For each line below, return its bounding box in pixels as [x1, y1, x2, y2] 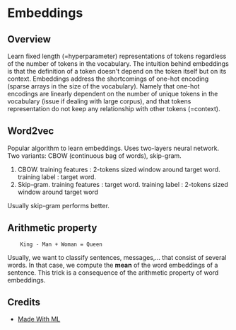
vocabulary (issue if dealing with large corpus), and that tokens [7, 97, 191, 106]
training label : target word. [17, 172, 97, 181]
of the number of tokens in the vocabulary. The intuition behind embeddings [7, 59, 230, 68]
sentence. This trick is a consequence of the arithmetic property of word [7, 268, 219, 277]
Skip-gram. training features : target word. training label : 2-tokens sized [17, 180, 228, 188]
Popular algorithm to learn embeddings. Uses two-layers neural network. [7, 144, 220, 152]
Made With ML [17, 315, 61, 324]
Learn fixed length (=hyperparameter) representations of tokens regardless [7, 52, 227, 60]
